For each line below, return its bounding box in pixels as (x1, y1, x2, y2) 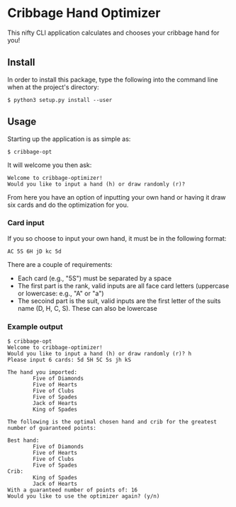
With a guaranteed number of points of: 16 (7, 486, 138, 494)
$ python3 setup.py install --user (7, 96, 113, 103)
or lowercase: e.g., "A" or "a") (17, 289, 104, 297)
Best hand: (7, 437, 40, 444)
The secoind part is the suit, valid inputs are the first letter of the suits (17, 296, 221, 305)
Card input (7, 218, 45, 228)
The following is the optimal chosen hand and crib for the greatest (7, 418, 218, 426)
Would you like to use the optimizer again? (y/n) (7, 493, 160, 500)
